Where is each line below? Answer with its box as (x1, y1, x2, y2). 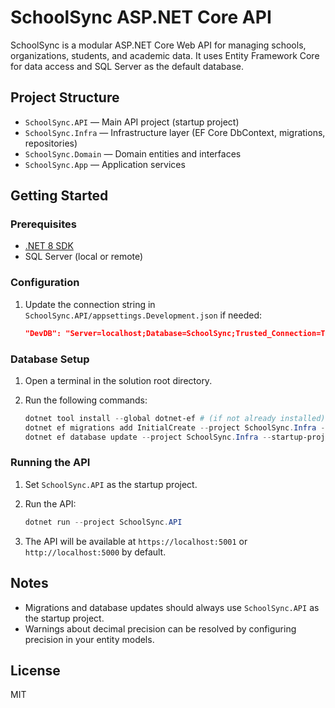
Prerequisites (10, 217, 77, 231)
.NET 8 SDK (24, 240, 74, 252)
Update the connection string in (24, 298, 156, 310)
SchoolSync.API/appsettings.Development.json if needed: (24, 309, 263, 321)
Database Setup (10, 352, 90, 366)
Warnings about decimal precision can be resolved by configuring (24, 622, 297, 635)
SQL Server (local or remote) (24, 251, 144, 263)
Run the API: (24, 497, 77, 510)
